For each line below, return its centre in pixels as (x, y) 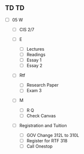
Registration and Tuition (43, 125)
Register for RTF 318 (47, 140)
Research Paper (42, 85)
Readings (36, 55)
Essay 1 (34, 60)
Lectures (35, 49)
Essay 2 (34, 66)
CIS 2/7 (27, 29)
